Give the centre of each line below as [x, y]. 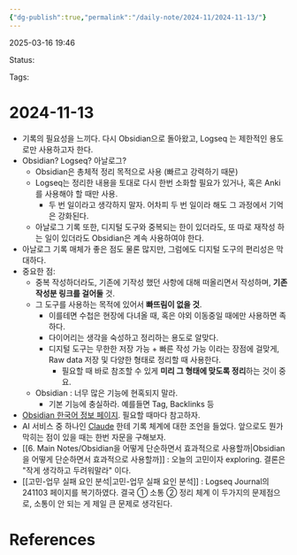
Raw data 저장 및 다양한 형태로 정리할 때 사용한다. [135, 359]
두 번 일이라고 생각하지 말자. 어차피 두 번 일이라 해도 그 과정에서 [158, 204]
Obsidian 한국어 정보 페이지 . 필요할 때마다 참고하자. [111, 415]
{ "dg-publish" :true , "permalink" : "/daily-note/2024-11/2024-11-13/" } [138, 17]
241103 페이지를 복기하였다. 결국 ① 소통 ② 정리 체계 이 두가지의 [136, 492]
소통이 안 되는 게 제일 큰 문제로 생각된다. [103, 503]
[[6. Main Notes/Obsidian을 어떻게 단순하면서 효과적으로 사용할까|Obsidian [153, 448]
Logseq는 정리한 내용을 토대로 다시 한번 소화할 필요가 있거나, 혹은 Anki [158, 182]
